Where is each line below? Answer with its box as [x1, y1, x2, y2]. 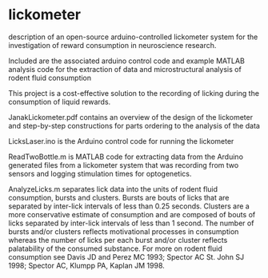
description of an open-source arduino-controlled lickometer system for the [8, 32, 258, 42]
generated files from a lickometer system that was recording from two [8, 160, 239, 169]
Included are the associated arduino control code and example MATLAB [8, 56, 246, 66]
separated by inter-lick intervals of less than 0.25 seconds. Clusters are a [8, 201, 250, 211]
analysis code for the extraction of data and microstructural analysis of [8, 64, 242, 73]
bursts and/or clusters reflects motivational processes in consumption [8, 226, 239, 236]
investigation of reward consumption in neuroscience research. [8, 40, 217, 50]
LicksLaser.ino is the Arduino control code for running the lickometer [8, 136, 234, 145]
